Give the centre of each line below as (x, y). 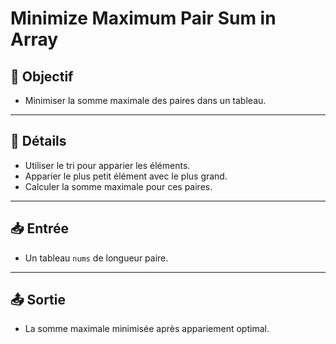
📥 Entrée (40, 228)
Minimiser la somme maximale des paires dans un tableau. (145, 100)
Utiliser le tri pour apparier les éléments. (107, 165)
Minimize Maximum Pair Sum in (143, 18)
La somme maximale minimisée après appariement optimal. (147, 329)
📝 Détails (38, 141)
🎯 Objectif (42, 76)
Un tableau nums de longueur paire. (96, 258)
